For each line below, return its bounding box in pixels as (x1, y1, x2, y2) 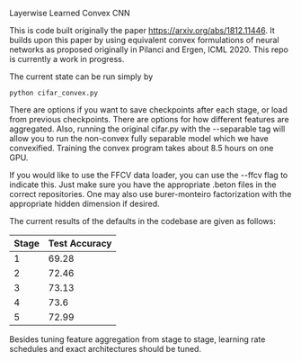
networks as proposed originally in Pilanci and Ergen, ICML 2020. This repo (9, 44, 289, 55)
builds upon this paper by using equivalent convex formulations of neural (9, 35, 280, 45)
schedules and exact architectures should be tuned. (9, 344, 202, 354)
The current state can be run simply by (9, 71, 154, 82)
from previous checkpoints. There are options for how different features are (9, 114, 289, 124)
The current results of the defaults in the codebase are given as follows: (9, 216, 276, 226)
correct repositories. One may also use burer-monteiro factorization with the (9, 189, 292, 199)
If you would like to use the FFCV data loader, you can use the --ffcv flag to (9, 170, 288, 180)
